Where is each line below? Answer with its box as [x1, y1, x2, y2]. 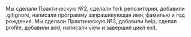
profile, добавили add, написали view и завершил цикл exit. [5, 24, 157, 31]
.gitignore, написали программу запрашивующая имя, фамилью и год [5, 11, 185, 18]
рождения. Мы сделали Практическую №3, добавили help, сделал [5, 18, 177, 24]
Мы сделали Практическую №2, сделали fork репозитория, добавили [5, 5, 185, 12]
